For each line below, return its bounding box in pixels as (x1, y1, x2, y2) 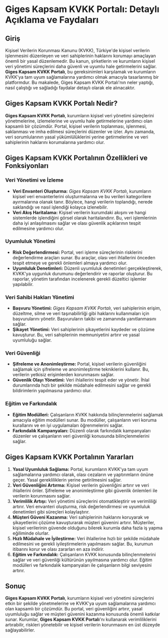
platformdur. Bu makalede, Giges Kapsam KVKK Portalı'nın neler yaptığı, (5, 79, 154, 85)
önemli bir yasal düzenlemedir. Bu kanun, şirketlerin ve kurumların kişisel (5, 58, 155, 64)
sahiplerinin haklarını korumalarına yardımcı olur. (5, 139, 105, 145)
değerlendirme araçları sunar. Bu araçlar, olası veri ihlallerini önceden (12, 254, 155, 260)
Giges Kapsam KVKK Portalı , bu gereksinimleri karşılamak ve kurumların (5, 69, 156, 75)
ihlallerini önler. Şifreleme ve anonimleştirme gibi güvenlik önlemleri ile (12, 488, 158, 494)
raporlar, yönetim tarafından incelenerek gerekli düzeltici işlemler (12, 276, 147, 282)
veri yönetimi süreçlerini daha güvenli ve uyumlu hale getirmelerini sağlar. (5, 64, 157, 69)
